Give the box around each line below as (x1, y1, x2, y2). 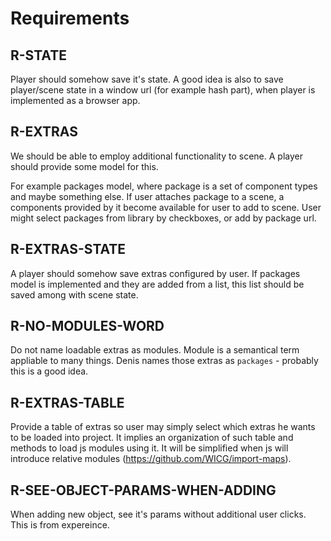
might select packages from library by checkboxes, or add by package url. (10, 212, 317, 224)
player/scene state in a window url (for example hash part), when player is (10, 84, 316, 96)
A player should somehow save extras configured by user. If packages (10, 267, 301, 279)
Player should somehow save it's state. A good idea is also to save (10, 73, 284, 85)
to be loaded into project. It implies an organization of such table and (10, 432, 294, 444)
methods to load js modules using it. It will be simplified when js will (10, 442, 289, 454)
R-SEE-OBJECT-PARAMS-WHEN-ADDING (10, 482, 277, 499)
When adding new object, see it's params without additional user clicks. (10, 508, 307, 521)
